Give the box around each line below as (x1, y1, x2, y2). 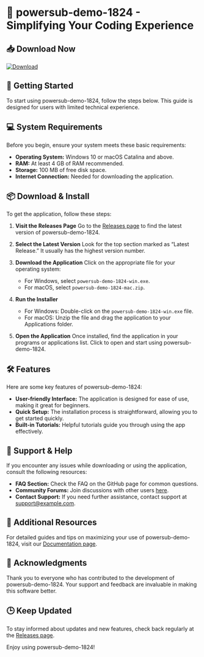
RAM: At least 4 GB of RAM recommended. (15, 159, 124, 167)
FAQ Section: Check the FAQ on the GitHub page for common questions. (15, 480, 199, 487)
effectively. (15, 428, 43, 435)
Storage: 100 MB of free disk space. (15, 166, 107, 173)
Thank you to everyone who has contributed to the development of (6, 574, 175, 581)
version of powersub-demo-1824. (15, 229, 100, 236)
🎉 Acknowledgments (6, 558, 87, 568)
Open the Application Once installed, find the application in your (15, 332, 178, 340)
